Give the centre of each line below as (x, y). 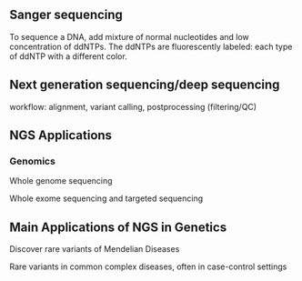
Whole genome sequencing (61, 181)
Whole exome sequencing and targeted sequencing (106, 198)
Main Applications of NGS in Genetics (118, 227)
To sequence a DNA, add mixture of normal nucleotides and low (130, 36)
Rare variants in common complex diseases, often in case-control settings (148, 266)
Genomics (33, 161)
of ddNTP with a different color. (68, 56)
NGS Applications (60, 135)
